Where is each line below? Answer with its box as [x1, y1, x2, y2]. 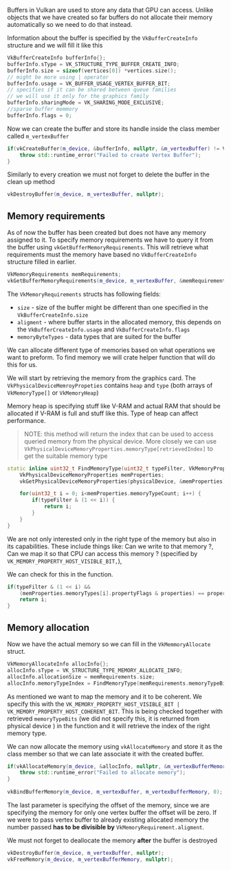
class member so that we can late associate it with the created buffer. [7, 749, 204, 758]
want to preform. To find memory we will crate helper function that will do [7, 353, 215, 361]
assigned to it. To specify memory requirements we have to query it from [7, 236, 214, 244]
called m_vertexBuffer [7, 132, 69, 140]
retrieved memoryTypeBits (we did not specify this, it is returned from [7, 714, 200, 723]
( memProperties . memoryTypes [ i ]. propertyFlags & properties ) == [19, 590, 205, 597]
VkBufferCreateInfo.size [16, 311, 89, 319]
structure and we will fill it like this [7, 41, 103, 49]
